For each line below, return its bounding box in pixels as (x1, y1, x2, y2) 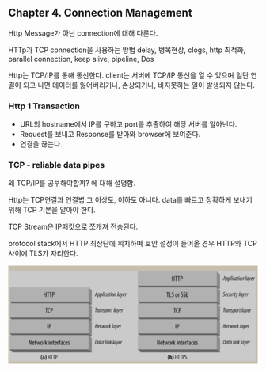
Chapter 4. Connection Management (8, 6, 192, 20)
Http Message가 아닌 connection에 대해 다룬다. (8, 28, 158, 38)
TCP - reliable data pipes (8, 160, 105, 171)
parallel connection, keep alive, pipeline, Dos (8, 54, 154, 63)
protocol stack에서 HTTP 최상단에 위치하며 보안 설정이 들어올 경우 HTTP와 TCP (8, 239, 257, 249)
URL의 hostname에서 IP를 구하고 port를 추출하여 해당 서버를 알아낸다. (19, 120, 237, 129)
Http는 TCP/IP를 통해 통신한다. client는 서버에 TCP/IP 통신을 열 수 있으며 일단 (8, 70, 249, 80)
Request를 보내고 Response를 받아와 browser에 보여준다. (19, 130, 201, 139)
